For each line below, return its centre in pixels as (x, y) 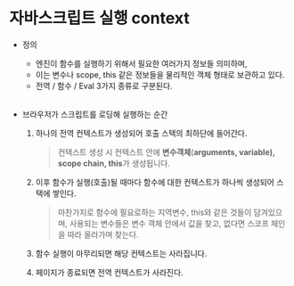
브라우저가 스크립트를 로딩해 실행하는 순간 (95, 114)
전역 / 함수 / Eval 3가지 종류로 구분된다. (104, 86)
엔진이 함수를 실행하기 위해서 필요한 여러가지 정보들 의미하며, (141, 63)
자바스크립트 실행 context (99, 18)
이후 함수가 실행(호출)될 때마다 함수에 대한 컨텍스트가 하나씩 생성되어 (155, 182)
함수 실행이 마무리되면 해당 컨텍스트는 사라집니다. (121, 253)
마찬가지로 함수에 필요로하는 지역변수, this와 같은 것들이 (155, 212)
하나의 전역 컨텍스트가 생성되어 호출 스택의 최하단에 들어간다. (141, 133)
